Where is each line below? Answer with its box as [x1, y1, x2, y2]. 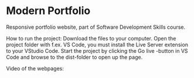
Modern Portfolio [6, 4, 91, 18]
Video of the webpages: [6, 65, 64, 72]
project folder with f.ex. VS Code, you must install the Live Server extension [6, 41, 189, 48]
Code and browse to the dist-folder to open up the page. [6, 53, 143, 60]
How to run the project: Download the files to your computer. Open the [6, 35, 176, 42]
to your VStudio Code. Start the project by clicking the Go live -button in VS [6, 47, 189, 54]
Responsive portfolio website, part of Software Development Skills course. [6, 23, 186, 30]
